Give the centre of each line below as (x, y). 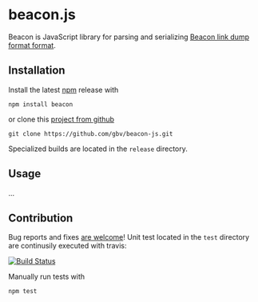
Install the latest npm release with (64, 89)
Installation (37, 71)
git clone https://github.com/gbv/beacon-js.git (91, 133)
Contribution (41, 218)
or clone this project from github (61, 119)
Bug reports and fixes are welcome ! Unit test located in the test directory (129, 237)
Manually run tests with (47, 276)
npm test (23, 292)
